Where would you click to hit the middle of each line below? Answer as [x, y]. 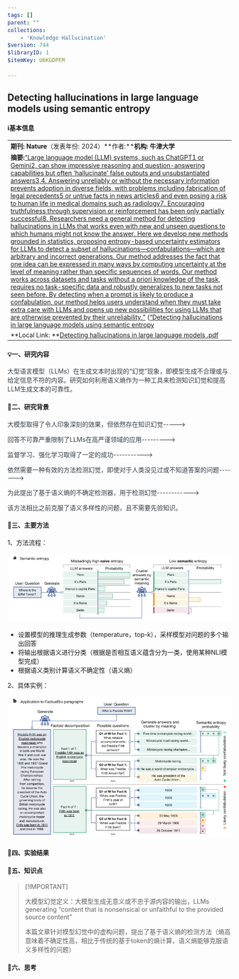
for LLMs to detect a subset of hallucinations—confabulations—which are [118, 249]
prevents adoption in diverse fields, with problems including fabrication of [118, 189]
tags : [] [20, 15]
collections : [27, 30]
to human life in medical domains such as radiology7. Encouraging [107, 204]
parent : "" [23, 22]
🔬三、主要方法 [28, 526]
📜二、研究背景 [28, 406]
